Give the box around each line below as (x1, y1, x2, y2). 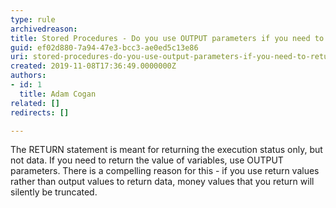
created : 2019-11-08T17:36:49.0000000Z (10, 61, 177, 71)
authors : (10, 71, 47, 81)
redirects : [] (10, 107, 70, 118)
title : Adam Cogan (19, 89, 97, 99)
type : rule (10, 14, 56, 25)
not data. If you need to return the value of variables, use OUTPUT (10, 154, 284, 166)
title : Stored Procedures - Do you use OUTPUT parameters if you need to (10, 33, 325, 43)
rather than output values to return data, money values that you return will (10, 176, 315, 188)
